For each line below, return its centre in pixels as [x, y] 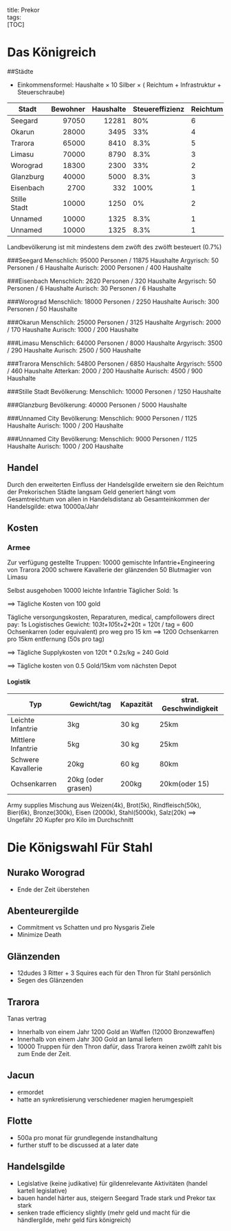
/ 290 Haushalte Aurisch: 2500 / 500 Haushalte [74, 350]
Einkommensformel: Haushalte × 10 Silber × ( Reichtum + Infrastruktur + [119, 85]
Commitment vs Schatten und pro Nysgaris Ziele [86, 927]
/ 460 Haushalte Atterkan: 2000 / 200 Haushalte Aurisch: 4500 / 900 [105, 370]
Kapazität [136, 704]
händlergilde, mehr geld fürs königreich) [74, 1220]
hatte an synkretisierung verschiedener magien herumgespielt [105, 1099]
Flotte [20, 1121]
